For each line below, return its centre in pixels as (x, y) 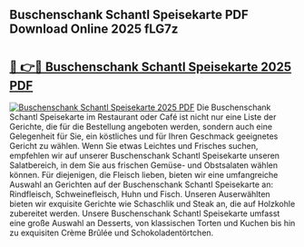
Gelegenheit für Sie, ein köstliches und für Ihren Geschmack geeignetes (144, 136)
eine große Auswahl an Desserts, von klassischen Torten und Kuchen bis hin (152, 223)
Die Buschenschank (234, 107)
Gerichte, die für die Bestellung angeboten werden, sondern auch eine (141, 127)
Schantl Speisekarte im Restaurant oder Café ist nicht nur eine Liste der (143, 117)
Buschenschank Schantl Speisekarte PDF (129, 15)
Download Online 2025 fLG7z (94, 30)
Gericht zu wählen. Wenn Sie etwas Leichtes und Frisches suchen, (134, 146)
